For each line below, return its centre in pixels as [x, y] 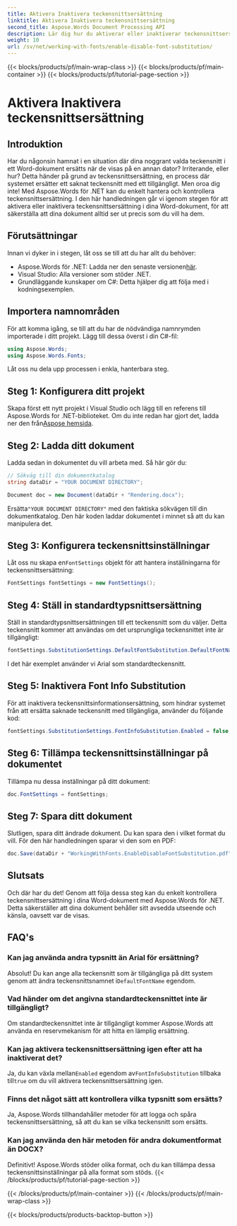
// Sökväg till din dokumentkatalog [61, 475]
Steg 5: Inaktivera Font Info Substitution [97, 686]
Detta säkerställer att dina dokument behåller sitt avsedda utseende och [112, 908]
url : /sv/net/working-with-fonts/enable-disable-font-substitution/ [110, 47]
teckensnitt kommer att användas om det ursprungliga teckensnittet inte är [116, 630]
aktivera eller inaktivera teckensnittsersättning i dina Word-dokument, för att [118, 206]
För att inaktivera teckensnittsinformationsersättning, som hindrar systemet [116, 703]
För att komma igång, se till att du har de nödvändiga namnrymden [104, 328]
